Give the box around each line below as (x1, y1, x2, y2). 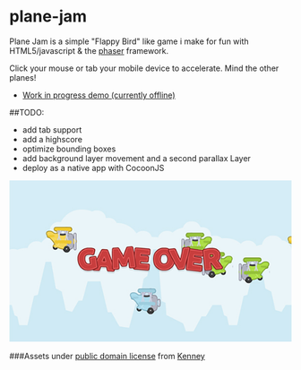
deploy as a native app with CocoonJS (21, 162, 165, 173)
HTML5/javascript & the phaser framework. (9, 45, 169, 56)
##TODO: (9, 107, 45, 117)
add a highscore (21, 133, 83, 144)
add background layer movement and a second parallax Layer (21, 152, 251, 163)
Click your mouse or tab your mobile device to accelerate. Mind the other (9, 63, 279, 73)
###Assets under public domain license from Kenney (9, 351, 206, 362)
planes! (9, 72, 37, 82)
